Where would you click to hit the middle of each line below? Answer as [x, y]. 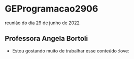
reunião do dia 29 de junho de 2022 [42, 23]
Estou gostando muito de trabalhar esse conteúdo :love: [71, 50]
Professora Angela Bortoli [46, 39]
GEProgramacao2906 [52, 9]
